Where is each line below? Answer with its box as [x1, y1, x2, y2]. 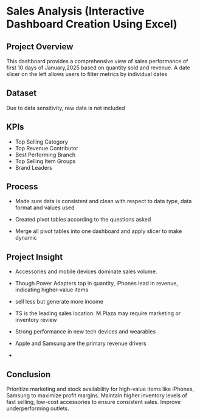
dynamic [15, 234, 38, 242]
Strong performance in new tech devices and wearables [15, 328, 156, 335]
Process [6, 181, 38, 192]
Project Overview [6, 41, 74, 52]
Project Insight [6, 251, 63, 262]
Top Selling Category [15, 138, 68, 145]
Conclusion [6, 369, 51, 380]
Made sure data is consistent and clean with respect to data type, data [15, 198, 192, 205]
